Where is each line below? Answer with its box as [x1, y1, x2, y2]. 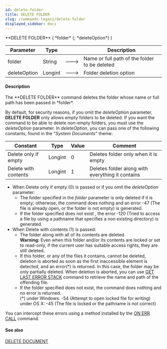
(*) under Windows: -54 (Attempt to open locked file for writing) [19, 295, 151, 302]
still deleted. [19, 248, 45, 254]
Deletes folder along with [89, 165, 148, 172]
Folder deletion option [83, 69, 135, 76]
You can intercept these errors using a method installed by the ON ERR [5, 310, 150, 317]
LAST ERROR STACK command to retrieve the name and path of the [19, 274, 159, 280]
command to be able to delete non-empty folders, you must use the [5, 120, 144, 126]
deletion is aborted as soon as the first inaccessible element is [19, 258, 148, 264]
